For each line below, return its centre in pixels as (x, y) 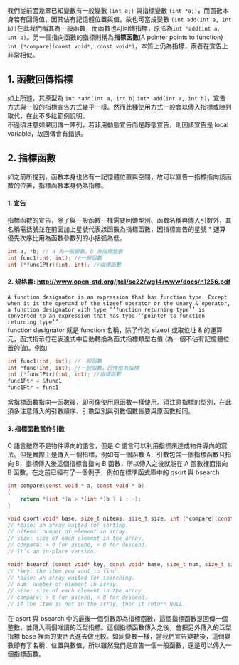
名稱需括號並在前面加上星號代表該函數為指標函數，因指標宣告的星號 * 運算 (117, 229)
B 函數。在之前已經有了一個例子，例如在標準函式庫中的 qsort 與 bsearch (113, 472)
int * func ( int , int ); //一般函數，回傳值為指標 (73, 368)
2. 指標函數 (32, 158)
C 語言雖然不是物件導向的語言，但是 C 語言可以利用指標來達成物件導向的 (115, 446)
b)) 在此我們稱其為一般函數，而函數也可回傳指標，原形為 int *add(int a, (114, 28)
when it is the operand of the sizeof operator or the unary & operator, (119, 303)
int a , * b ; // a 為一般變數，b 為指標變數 (65, 251)
